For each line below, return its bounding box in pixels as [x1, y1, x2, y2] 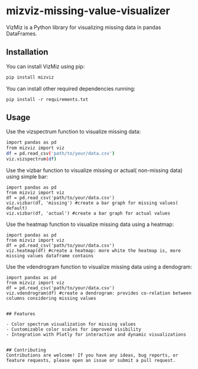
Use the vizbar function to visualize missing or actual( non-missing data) [6, 167, 183, 174]
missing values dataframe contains [6, 253, 94, 258]
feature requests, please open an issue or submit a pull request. [6, 357, 176, 363]
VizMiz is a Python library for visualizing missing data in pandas [6, 24, 161, 31]
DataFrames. [6, 30, 37, 37]
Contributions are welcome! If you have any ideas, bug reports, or [6, 352, 178, 358]
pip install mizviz [6, 74, 54, 80]
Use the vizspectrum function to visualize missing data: [6, 128, 141, 135]
